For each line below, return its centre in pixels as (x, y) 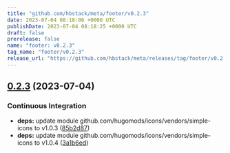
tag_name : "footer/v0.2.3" (46, 52)
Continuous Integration (47, 106)
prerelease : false (33, 39)
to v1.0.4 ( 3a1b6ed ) (61, 143)
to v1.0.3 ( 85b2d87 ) (62, 128)
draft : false (26, 33)
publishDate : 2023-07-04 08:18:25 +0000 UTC (72, 26)
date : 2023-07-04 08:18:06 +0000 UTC (61, 20)
